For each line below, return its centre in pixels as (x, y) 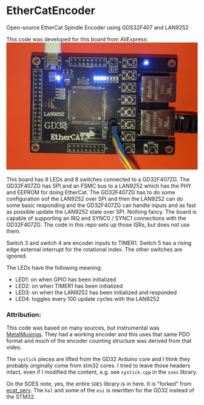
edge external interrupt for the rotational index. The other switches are (94, 249)
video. (14, 347)
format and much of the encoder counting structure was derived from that (99, 341)
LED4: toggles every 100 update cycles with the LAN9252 (87, 298)
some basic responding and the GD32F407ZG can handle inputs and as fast (101, 205)
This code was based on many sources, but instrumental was (83, 328)
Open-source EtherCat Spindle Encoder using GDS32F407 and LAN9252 (98, 27)
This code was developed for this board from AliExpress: (77, 39)
